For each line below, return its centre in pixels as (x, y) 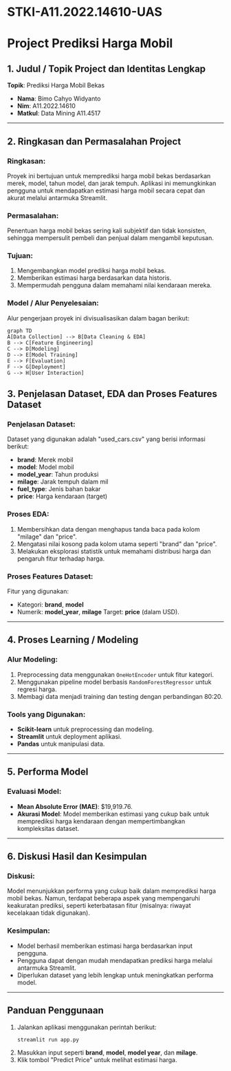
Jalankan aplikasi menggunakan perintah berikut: (87, 1027)
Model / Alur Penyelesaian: (53, 303)
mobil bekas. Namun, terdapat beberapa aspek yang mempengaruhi (104, 898)
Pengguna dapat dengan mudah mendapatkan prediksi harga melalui (115, 960)
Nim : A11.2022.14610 (46, 106)
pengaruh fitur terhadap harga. (61, 559)
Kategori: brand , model (50, 605)
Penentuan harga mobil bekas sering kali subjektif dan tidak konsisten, (107, 230)
